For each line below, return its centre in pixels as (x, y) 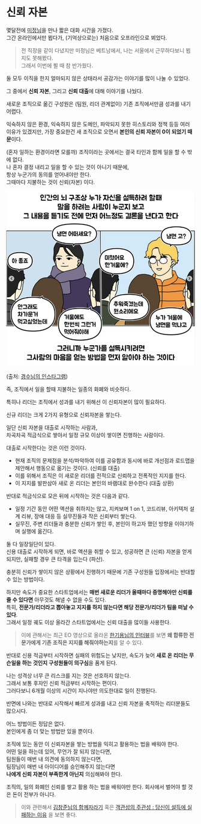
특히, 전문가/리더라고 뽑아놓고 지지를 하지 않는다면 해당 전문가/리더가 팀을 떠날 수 (100, 607)
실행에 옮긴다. (37, 531)
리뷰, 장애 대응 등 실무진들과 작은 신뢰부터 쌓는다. (79, 516)
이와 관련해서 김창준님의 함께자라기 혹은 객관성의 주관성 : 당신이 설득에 (103, 807)
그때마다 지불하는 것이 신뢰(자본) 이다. (51, 182)
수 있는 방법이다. (25, 579)
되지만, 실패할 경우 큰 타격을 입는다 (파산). (55, 559)
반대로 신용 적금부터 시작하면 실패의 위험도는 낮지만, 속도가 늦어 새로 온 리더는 (97, 655)
